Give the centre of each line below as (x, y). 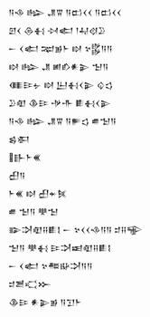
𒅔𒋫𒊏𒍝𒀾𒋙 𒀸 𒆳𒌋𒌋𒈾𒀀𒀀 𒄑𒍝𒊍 (76, 230)
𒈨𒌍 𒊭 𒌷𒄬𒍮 (38, 193)
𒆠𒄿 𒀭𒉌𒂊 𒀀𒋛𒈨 (45, 302)
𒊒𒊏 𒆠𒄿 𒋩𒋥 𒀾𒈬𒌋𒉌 (60, 103)
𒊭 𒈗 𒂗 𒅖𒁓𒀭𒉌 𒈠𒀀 (59, 67)
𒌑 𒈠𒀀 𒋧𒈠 (34, 211)
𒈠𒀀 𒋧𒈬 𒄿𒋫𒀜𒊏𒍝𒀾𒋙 (60, 248)
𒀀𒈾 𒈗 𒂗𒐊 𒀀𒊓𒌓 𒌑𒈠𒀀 (62, 121)
